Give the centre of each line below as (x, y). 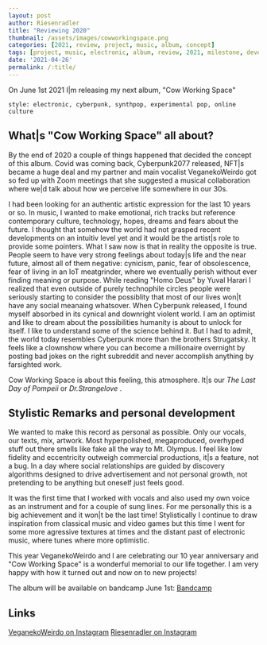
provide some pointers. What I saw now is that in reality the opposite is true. (132, 246)
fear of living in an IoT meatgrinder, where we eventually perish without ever (133, 272)
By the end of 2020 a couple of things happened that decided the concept (130, 155)
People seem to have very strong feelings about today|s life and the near (127, 254)
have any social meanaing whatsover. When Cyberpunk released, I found (128, 305)
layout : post (30, 15)
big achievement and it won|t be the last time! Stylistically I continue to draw (133, 515)
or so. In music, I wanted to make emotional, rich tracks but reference (122, 212)
